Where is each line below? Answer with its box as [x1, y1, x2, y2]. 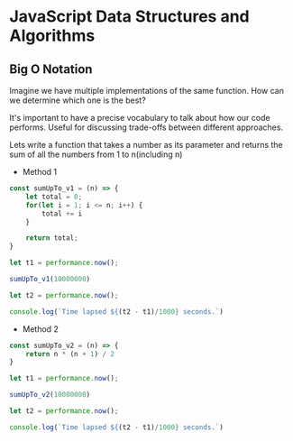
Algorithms [9, 25, 96, 46]
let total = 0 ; [25, 192, 83, 201]
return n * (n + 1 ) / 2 [25, 349, 115, 358]
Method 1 [22, 167, 58, 177]
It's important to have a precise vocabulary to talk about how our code [9, 113, 270, 123]
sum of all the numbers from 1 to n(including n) [9, 149, 183, 160]
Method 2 [22, 323, 59, 335]
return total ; [25, 234, 78, 243]
